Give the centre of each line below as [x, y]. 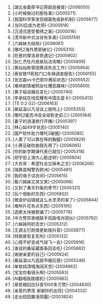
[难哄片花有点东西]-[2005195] [42, 206]
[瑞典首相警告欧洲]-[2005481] [42, 169]
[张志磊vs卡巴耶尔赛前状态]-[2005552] [51, 80]
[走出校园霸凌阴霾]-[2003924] [43, 296]
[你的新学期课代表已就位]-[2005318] [48, 151]
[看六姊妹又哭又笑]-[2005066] [43, 182]
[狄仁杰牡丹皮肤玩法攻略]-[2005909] [49, 61]
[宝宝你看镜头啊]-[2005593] [40, 272]
